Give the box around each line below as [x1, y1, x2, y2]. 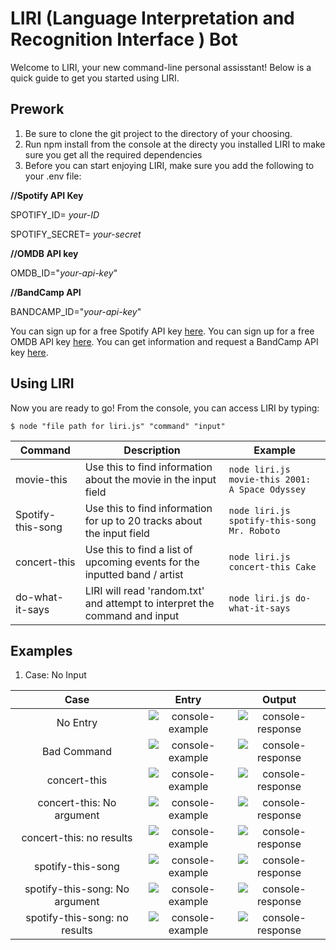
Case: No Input [24, 669, 87, 681]
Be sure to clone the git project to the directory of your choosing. [24, 127, 293, 139]
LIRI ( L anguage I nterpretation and [10, 7, 295, 30]
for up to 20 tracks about [84, 513, 203, 527]
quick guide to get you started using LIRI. [10, 72, 180, 84]
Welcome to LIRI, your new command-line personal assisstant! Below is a [10, 61, 312, 73]
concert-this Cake [228, 561, 317, 572]
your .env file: [24, 170, 82, 182]
